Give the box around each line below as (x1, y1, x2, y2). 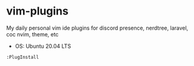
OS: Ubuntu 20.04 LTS (15, 42, 71, 50)
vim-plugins (6, 4, 69, 18)
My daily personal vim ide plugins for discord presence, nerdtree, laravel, (6, 24, 189, 31)
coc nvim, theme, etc (6, 30, 59, 38)
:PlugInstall (6, 54, 39, 60)
